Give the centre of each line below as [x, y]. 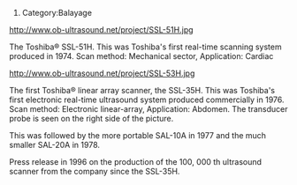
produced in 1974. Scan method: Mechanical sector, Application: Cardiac [141, 56]
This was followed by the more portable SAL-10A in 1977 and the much [138, 135]
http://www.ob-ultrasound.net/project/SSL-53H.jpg [102, 73]
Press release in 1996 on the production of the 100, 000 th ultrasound [136, 162]
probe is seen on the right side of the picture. [91, 118]
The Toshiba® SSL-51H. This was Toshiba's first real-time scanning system [145, 47]
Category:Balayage [57, 13]
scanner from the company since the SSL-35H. [95, 171]
